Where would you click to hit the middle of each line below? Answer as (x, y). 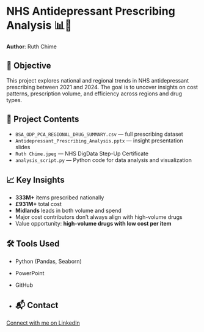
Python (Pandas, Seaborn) (49, 262)
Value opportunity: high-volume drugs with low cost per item (93, 224)
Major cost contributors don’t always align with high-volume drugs (99, 217)
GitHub (24, 285)
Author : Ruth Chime (31, 46)
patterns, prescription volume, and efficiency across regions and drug (94, 94)
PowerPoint (30, 273)
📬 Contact (37, 305)
